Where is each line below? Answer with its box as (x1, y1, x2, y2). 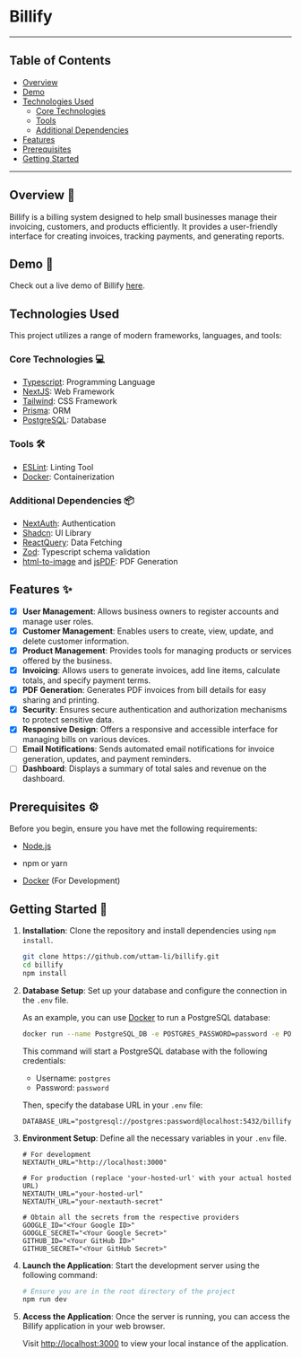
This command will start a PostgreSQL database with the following (21, 1046, 268, 1056)
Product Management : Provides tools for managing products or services (21, 645, 293, 656)
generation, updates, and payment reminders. (21, 754, 192, 765)
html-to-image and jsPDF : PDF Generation (21, 556, 179, 567)
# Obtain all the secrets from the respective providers (21, 1213, 240, 1222)
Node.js (21, 841, 52, 852)
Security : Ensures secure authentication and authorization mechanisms (21, 705, 288, 715)
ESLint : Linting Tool (21, 461, 94, 472)
